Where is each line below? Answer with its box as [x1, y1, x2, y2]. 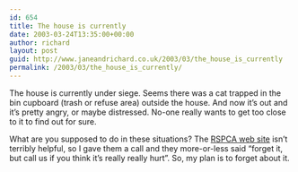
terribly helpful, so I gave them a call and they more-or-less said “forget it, [9, 142, 284, 153]
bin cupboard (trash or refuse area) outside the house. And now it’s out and [9, 97, 288, 107]
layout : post [9, 47, 58, 56]
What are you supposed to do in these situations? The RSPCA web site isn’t [9, 133, 288, 144]
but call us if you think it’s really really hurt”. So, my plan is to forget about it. [9, 152, 290, 163]
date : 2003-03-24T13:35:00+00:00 [9, 30, 135, 39]
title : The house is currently [9, 21, 127, 30]
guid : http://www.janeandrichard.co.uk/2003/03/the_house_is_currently [9, 55, 283, 64]
